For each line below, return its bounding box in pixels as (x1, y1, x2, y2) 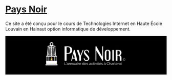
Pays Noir (5, 4, 48, 15)
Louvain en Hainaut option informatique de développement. (5, 25, 131, 32)
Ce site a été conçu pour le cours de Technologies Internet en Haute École (5, 20, 163, 26)
